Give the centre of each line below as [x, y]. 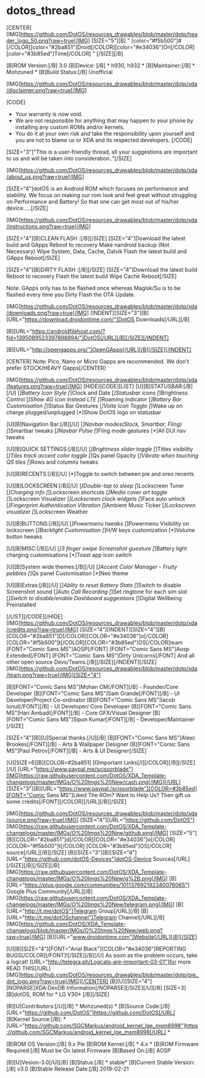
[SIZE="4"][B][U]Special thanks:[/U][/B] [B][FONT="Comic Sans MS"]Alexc [101, 737]
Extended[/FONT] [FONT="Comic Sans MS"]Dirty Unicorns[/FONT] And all [101, 655]
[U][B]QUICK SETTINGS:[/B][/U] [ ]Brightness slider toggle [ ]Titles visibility [100, 449]
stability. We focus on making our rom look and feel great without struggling [102, 195]
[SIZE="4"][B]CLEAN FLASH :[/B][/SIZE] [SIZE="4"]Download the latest [96, 238]
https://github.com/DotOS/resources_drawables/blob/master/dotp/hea [109, 34]
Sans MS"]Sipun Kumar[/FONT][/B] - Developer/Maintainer [121, 719]
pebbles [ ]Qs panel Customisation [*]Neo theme [67, 573]
